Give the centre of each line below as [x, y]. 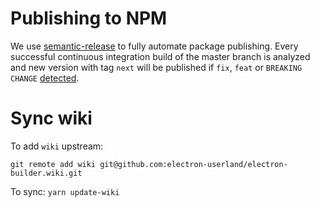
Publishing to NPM [89, 18]
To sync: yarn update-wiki [65, 191]
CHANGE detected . [45, 78]
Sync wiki [51, 118]
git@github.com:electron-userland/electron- [193, 164]
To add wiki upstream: [57, 146]
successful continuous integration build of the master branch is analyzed [160, 56]
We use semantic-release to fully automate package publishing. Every [154, 46]
